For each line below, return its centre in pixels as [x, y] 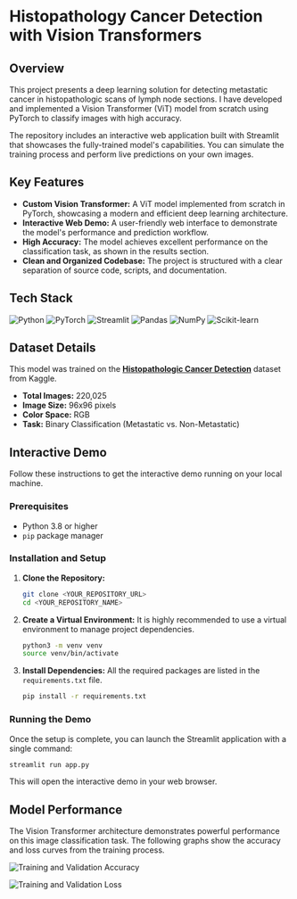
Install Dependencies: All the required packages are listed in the [141, 671]
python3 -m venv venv [62, 645]
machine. [26, 483]
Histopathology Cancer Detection [136, 16]
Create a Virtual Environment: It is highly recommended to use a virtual [154, 619]
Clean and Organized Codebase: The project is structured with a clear [152, 260]
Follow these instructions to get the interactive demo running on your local [146, 474]
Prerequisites [39, 507]
